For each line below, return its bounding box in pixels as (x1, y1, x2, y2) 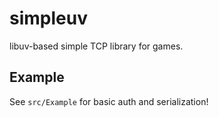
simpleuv (9, 7, 88, 30)
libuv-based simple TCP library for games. (9, 40, 184, 52)
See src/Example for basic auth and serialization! (9, 95, 209, 107)
